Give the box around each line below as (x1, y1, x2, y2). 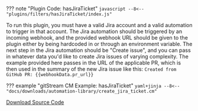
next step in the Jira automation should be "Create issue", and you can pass (6, 47, 191, 54)
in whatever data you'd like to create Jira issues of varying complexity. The (6, 53, 189, 60)
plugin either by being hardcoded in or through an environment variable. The (6, 41, 193, 47)
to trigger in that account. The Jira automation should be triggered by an (6, 28, 182, 35)
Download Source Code (6, 99, 64, 106)
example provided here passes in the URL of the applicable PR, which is (6, 59, 181, 66)
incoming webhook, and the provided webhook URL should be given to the (6, 34, 188, 41)
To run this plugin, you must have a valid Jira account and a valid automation (6, 22, 193, 28)
